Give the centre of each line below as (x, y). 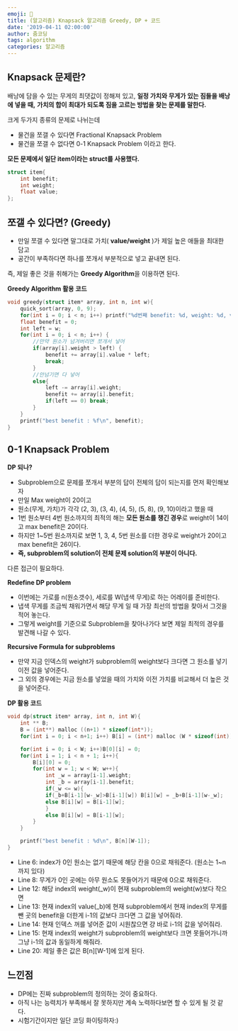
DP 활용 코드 (25, 703)
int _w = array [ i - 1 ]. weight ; (88, 776)
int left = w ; (41, 328)
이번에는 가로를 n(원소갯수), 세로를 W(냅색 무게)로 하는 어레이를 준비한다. (119, 597)
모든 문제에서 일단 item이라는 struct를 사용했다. (73, 158)
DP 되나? (20, 467)
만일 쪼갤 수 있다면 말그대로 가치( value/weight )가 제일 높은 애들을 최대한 (121, 241)
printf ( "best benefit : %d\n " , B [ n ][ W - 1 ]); (85, 841)
